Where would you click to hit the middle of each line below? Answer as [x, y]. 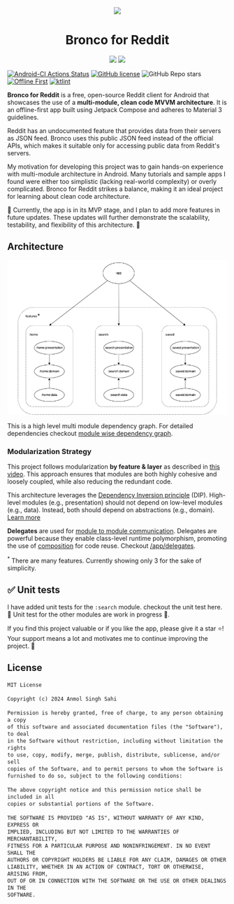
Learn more [24, 518]
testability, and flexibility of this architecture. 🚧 [74, 225]
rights [17, 748]
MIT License [24, 685]
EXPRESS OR [23, 825]
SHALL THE [22, 853]
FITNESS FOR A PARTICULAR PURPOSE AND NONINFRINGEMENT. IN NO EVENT [109, 846]
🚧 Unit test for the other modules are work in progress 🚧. [88, 614]
